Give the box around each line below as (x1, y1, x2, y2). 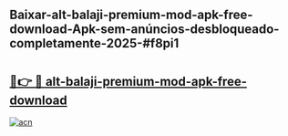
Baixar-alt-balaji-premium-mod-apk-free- (9, 7, 253, 23)
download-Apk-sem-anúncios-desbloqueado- (9, 22, 280, 37)
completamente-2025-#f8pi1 (9, 36, 180, 51)
